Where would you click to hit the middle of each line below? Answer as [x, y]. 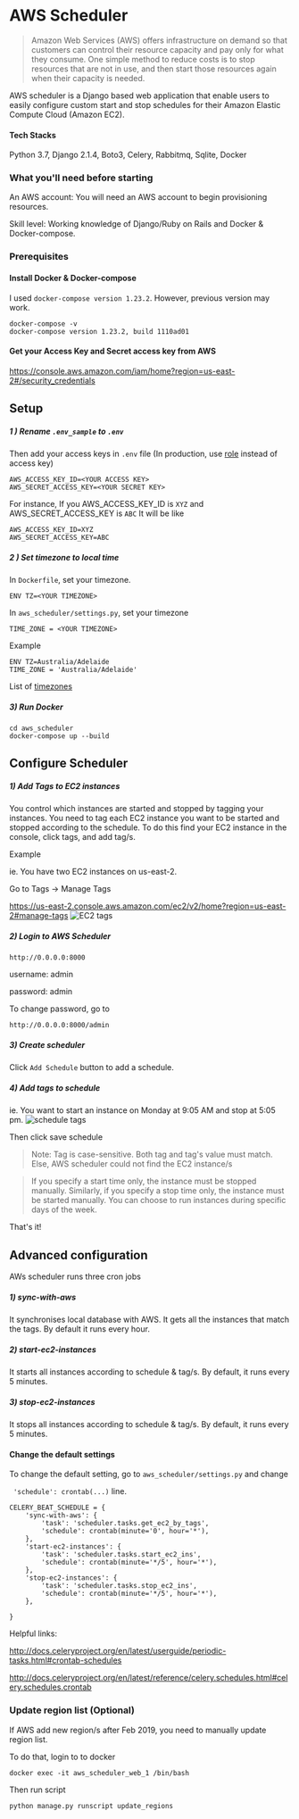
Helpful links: [33, 1633]
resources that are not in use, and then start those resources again [154, 69]
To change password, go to [59, 1009]
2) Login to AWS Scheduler [60, 936]
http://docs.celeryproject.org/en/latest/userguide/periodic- [118, 1651]
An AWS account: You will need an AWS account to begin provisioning [138, 197]
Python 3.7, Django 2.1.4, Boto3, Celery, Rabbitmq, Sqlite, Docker [128, 155]
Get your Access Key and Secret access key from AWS [113, 351]
